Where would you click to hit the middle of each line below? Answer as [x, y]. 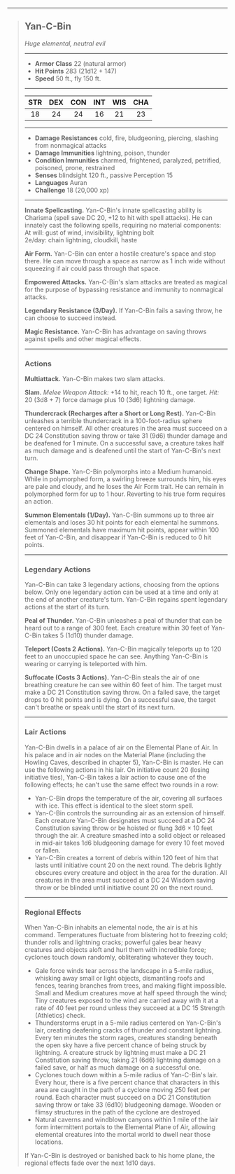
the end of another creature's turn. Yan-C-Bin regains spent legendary [126, 600]
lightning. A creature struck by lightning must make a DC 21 [120, 1052]
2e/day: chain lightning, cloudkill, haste [81, 240]
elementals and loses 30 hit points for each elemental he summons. [122, 523]
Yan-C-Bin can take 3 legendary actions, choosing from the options [122, 585]
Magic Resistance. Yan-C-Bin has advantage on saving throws [115, 331]
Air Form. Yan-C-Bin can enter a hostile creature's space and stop [120, 254]
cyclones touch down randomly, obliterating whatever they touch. [119, 957]
